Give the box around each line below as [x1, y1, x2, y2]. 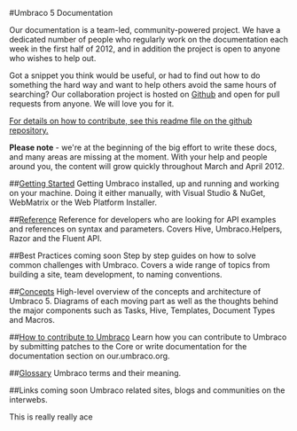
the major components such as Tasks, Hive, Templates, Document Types [9, 305, 276, 316]
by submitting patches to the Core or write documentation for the [9, 341, 247, 351]
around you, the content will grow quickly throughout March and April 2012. [9, 161, 285, 171]
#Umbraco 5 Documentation [9, 8, 113, 18]
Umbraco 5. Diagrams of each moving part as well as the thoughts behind [9, 296, 279, 306]
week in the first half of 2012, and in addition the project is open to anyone [9, 43, 281, 54]
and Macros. [9, 315, 56, 325]
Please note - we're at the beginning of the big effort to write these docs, [9, 142, 277, 153]
